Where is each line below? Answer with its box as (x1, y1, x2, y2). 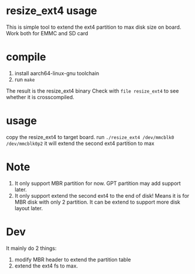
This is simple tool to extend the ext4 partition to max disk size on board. (6, 23, 182, 31)
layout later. (14, 204, 43, 212)
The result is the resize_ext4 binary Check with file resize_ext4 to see (6, 87, 179, 94)
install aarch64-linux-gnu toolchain (14, 69, 100, 77)
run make (14, 76, 35, 83)
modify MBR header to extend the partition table (14, 256, 131, 263)
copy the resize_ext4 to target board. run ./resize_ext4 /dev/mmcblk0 (6, 133, 175, 140)
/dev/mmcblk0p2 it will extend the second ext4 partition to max (6, 140, 155, 147)
